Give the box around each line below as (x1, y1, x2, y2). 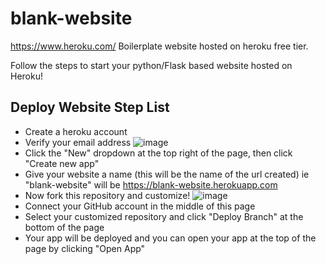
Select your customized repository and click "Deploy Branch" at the (24, 210, 304, 222)
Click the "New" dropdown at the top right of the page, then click (24, 147, 293, 159)
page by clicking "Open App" (24, 242, 146, 254)
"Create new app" (24, 157, 100, 169)
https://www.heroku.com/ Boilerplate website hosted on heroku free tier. (10, 40, 309, 52)
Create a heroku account (24, 125, 128, 137)
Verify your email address (24, 136, 132, 148)
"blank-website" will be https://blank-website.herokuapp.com (24, 178, 278, 191)
